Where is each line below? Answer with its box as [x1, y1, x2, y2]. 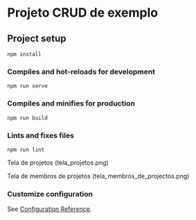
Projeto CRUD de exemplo [7, 5, 158, 21]
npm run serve [7, 83, 48, 90]
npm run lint [7, 146, 45, 153]
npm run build [7, 115, 48, 121]
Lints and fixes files [7, 130, 75, 140]
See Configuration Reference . [7, 205, 92, 213]
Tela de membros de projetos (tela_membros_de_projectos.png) [7, 171, 190, 180]
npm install [7, 51, 42, 58]
